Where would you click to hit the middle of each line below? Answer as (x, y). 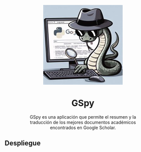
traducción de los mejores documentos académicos (83, 122)
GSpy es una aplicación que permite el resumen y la (83, 117)
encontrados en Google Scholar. (83, 128)
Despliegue (23, 143)
